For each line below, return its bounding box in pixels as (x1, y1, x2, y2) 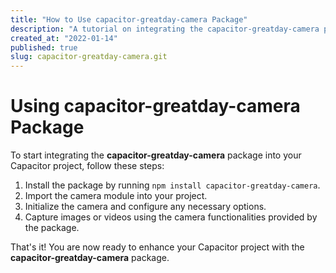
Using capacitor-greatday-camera (10, 95, 301, 118)
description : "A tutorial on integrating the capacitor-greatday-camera (10, 24, 320, 34)
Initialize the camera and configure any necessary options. (24, 201, 267, 213)
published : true (10, 42, 78, 53)
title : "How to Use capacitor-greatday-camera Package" (10, 14, 248, 25)
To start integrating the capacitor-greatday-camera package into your (10, 149, 302, 161)
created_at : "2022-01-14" (10, 33, 118, 43)
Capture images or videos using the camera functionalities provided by (24, 211, 318, 223)
